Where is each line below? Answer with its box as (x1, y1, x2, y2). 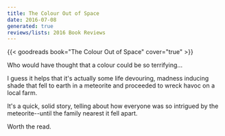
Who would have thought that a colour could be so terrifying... (7, 61, 183, 69)
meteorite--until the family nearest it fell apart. (7, 109, 138, 118)
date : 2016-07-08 (7, 16, 57, 23)
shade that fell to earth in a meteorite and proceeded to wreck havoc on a (7, 81, 215, 90)
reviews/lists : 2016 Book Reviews (7, 29, 106, 36)
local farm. (7, 89, 38, 97)
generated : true (7, 23, 54, 29)
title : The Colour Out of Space (7, 10, 99, 17)
